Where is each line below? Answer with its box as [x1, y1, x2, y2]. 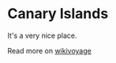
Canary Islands [7, 5, 109, 23]
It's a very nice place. [7, 31, 77, 40]
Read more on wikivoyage [7, 46, 92, 55]
